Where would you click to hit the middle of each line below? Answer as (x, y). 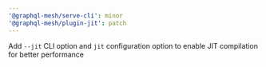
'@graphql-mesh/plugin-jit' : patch (67, 23)
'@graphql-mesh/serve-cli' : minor (66, 16)
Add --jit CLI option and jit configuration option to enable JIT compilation (133, 45)
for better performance (46, 54)
